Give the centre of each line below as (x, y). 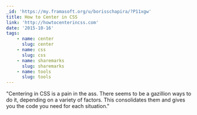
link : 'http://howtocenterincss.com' (52, 22)
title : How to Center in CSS (42, 17)
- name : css (31, 50)
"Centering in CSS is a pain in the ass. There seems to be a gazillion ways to (99, 94)
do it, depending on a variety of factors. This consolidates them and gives (96, 100)
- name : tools (34, 72)
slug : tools (36, 77)
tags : (13, 33)
